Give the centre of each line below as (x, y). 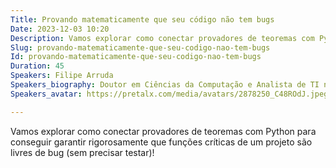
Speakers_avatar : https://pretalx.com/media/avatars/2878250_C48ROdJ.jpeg (169, 94)
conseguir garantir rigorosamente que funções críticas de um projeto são (161, 142)
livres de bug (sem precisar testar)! (82, 152)
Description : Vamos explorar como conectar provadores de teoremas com (162, 38)
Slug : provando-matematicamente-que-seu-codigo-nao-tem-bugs (140, 47)
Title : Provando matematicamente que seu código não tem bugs (142, 19)
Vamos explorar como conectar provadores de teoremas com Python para (163, 131)
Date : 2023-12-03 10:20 (60, 29)
